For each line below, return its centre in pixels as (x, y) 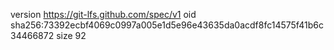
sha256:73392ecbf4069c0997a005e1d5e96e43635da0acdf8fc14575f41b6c (167, 25)
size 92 (71, 35)
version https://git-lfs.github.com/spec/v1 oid (103, 14)
